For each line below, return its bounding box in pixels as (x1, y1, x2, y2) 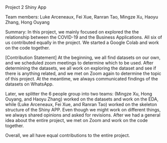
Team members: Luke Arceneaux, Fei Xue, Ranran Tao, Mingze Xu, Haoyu (5, 14, 158, 19)
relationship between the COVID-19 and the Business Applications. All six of (5, 34, 162, 40)
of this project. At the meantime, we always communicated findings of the (5, 76, 158, 81)
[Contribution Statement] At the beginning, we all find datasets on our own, (5, 54, 161, 60)
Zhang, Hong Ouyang (5, 19, 50, 25)
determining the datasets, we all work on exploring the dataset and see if (5, 65, 156, 71)
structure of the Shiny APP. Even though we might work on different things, (5, 107, 161, 112)
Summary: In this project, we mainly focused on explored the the (5, 29, 139, 34)
